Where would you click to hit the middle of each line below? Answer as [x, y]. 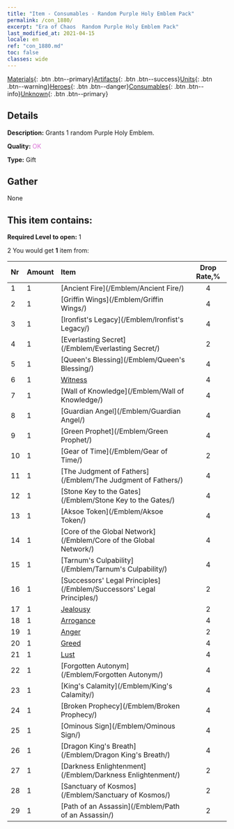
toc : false [23, 53]
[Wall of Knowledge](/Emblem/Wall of [122, 391]
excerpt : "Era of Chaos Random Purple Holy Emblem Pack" [93, 27]
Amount [40, 272]
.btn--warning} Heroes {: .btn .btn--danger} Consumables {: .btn [96, 86]
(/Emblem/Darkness [93, 775]
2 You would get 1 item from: [48, 251]
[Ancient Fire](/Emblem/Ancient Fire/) [122, 288]
